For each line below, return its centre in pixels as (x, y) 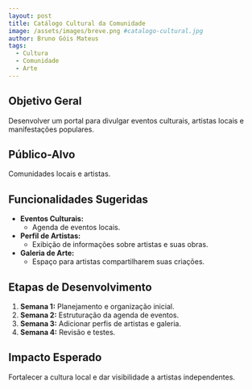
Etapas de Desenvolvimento (80, 287)
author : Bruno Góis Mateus (54, 38)
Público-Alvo (42, 154)
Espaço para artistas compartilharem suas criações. (118, 262)
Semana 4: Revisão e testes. (68, 332)
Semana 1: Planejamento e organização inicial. (97, 306)
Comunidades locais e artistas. (60, 174)
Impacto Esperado (55, 357)
